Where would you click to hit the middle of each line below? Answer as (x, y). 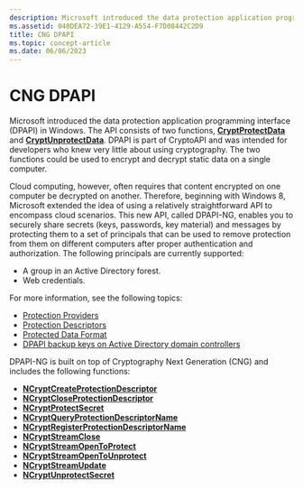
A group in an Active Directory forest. (92, 271)
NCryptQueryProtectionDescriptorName (100, 418)
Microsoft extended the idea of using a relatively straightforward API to (141, 206)
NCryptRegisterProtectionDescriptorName (104, 427)
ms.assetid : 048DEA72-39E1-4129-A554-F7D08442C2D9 (106, 26)
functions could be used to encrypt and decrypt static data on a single (140, 160)
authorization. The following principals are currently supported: (127, 254)
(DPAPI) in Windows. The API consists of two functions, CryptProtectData (147, 131)
